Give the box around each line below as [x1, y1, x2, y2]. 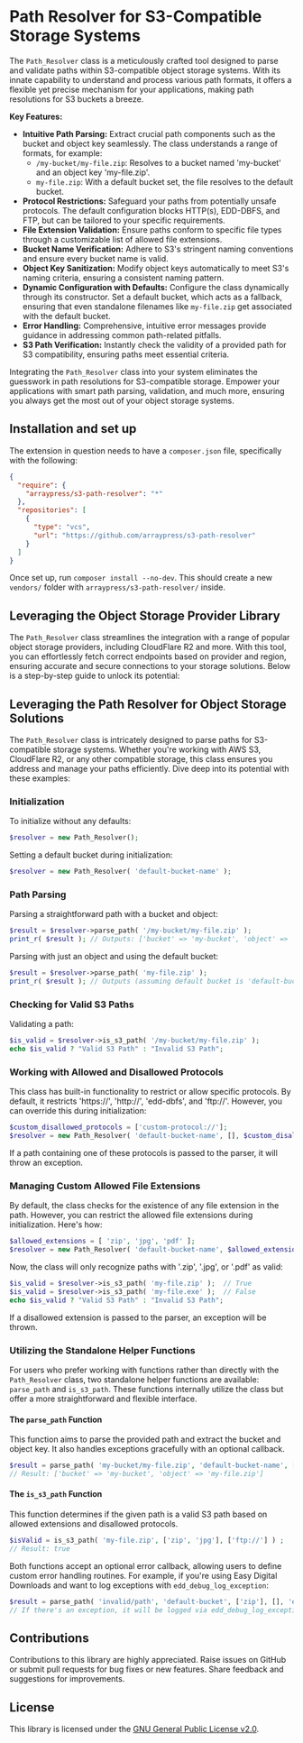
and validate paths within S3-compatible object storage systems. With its [9, 65, 281, 76]
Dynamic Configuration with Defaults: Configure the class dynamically [22, 281, 289, 292]
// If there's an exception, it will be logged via [9, 1605, 207, 1615]
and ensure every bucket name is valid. [22, 252, 169, 263]
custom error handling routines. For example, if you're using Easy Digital [9, 1570, 278, 1581]
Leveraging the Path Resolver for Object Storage [9, 696, 287, 711]
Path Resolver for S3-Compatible [9, 6, 262, 27]
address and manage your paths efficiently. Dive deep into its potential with [9, 764, 290, 774]
